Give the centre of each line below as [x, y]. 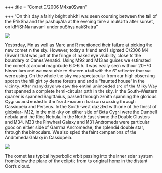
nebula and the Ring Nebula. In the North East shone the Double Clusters [78, 117]
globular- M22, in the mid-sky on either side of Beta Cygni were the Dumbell [81, 112]
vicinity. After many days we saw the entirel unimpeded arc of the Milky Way [81, 86]
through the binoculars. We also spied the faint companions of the [71, 132]
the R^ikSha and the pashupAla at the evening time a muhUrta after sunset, [80, 22]
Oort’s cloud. [18, 166]
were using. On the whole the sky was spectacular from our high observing [80, 76]
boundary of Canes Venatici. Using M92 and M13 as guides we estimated [78, 60]
